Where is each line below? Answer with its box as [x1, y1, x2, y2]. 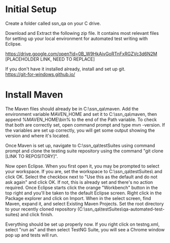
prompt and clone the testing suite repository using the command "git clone [5, 148, 163, 154]
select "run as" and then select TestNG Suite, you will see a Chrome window [5, 226, 165, 232]
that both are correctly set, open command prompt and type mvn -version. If [5, 121, 165, 128]
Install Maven [5, 89, 63, 101]
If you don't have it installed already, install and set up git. [5, 66, 126, 72]
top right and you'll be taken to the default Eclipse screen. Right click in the [5, 190, 162, 196]
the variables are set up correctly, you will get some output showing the [5, 127, 155, 133]
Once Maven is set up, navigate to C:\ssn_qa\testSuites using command [5, 142, 155, 148]
